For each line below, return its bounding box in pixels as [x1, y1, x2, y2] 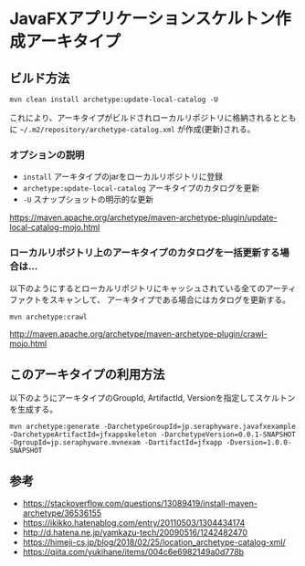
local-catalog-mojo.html [9, 222, 100, 233]
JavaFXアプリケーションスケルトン [9, 8, 276, 29]
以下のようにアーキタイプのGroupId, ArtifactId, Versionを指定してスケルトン [9, 393, 296, 404]
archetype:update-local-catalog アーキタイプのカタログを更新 [22, 183, 260, 194]
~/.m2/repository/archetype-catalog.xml [19, 125, 175, 134]
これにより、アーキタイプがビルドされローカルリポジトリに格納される [9, 112, 273, 123]
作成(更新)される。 [184, 124, 256, 134]
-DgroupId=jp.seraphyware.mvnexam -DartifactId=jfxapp [9, 438, 223, 447]
